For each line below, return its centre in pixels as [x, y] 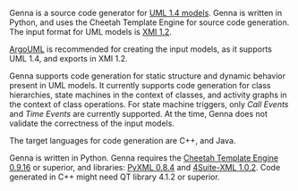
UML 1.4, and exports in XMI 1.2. [68, 58]
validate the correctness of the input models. [92, 123]
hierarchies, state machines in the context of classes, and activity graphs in [149, 95]
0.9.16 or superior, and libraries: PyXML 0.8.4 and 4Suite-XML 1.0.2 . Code [145, 167]
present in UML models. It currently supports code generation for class [140, 85]
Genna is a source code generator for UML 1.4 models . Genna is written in [146, 13]
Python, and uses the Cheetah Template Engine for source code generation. [149, 22]
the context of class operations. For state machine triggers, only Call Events [149, 104]
